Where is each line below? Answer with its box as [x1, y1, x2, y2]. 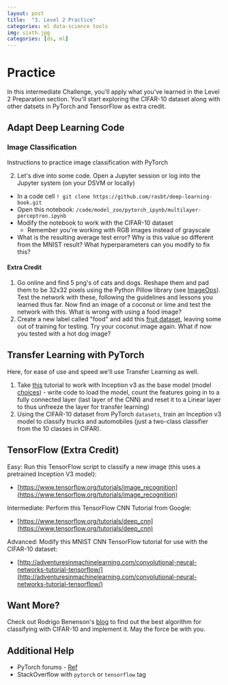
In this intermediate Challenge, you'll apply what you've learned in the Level [7, 88, 220, 96]
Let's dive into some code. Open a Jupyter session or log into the [16, 171, 201, 179]
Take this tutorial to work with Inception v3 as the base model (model [16, 381, 212, 389]
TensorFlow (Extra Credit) [7, 445, 119, 456]
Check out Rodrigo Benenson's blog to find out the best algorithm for [7, 618, 201, 626]
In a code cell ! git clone [16, 192, 91, 200]
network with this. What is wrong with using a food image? [16, 308, 182, 316]
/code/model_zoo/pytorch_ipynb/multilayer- [76, 206, 201, 213]
